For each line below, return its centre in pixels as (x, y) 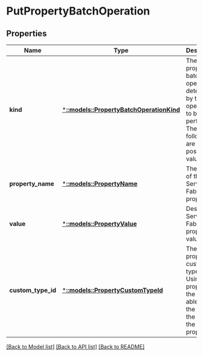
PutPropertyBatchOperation (78, 11)
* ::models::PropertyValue (99, 224)
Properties (27, 34)
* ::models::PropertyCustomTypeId (112, 290)
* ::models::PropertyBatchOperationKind (121, 110)
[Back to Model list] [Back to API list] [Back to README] (76, 347)
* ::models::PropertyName (100, 184)
